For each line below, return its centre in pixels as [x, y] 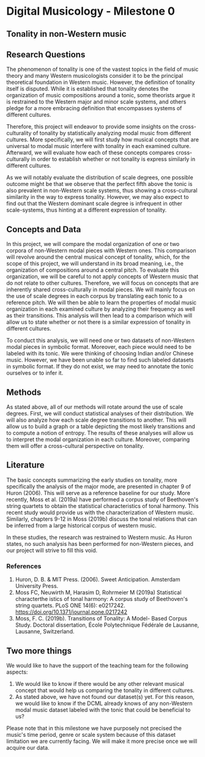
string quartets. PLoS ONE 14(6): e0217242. [70, 606]
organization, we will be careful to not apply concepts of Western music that [102, 277]
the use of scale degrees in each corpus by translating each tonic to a [95, 296]
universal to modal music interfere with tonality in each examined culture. [99, 146]
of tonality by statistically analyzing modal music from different [112, 133]
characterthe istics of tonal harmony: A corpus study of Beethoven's [102, 599]
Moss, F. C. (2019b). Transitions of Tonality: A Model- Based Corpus [101, 619]
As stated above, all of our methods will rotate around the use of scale [95, 407]
